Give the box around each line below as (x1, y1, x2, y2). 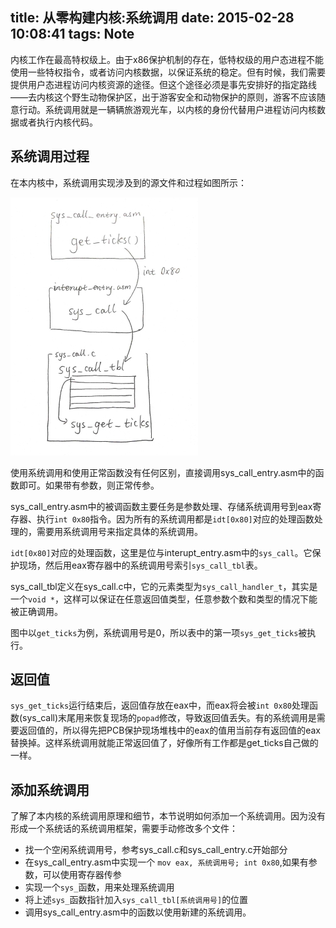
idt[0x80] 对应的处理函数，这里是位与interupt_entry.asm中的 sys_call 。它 (10, 546, 313, 558)
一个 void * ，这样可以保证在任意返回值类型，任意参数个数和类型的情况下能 (10, 593, 318, 605)
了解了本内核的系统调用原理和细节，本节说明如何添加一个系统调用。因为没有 (10, 810, 326, 822)
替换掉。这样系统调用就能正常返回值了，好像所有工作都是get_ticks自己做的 (10, 737, 319, 749)
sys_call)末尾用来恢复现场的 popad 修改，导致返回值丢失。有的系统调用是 (22, 712, 317, 724)
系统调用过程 (10, 148, 90, 165)
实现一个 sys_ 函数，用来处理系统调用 (24, 881, 175, 893)
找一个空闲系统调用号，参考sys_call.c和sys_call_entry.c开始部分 (24, 844, 288, 856)
